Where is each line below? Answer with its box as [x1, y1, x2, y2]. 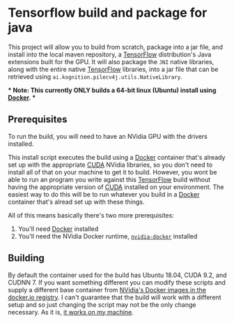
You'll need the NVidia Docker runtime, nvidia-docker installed [17, 232, 198, 240]
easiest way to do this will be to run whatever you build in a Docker [8, 190, 200, 198]
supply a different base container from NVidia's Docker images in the [8, 285, 206, 294]
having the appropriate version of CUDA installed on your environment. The [8, 183, 224, 191]
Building [8, 253, 45, 264]
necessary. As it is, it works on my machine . [8, 308, 134, 316]
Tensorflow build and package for [8, 5, 208, 21]
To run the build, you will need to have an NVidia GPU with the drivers [8, 132, 208, 140]
